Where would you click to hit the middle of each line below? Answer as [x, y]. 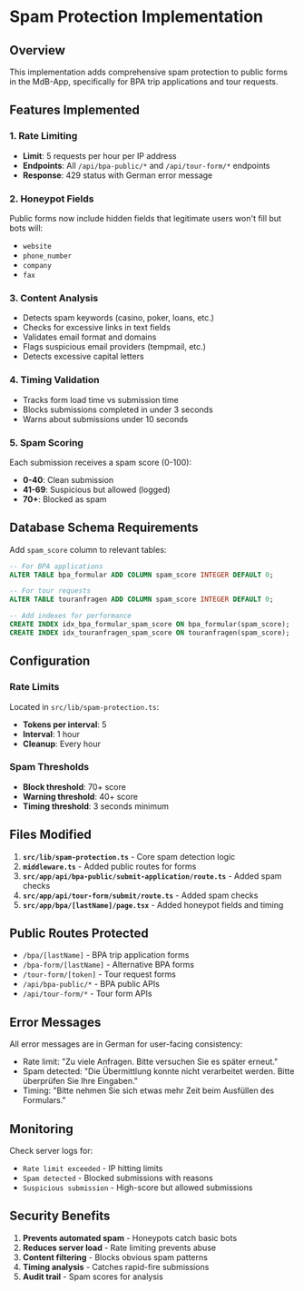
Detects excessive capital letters [83, 357]
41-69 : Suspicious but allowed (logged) [96, 489]
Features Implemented [75, 110]
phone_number [47, 256]
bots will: [26, 228]
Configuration [50, 661]
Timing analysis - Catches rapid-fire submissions [116, 1266]
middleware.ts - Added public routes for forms [109, 866]
